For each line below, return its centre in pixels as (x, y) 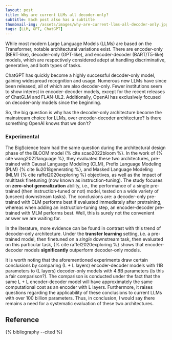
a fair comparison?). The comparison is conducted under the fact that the (83, 277)
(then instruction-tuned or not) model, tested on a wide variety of (90, 191)
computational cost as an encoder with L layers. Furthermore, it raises (79, 287)
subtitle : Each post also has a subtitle (50, 19)
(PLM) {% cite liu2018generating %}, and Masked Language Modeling (79, 169)
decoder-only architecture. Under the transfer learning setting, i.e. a (78, 234)
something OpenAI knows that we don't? (48, 123)
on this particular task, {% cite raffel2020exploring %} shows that (74, 245)
